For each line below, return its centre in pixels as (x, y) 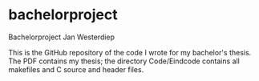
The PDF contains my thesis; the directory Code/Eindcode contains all (124, 61)
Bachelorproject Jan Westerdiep (61, 37)
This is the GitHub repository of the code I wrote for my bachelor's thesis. (130, 52)
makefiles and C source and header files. (76, 69)
